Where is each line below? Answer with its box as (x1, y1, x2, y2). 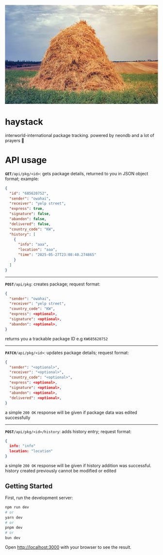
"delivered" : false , (9, 221, 51, 226)
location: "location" (9, 449, 53, 454)
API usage (5, 155, 47, 166)
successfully (5, 415, 31, 420)
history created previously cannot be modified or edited (5, 468, 116, 474)
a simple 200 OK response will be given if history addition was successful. (5, 463, 152, 469)
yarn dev (5, 515, 23, 520)
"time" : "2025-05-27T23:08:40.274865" (17, 252, 97, 257)
